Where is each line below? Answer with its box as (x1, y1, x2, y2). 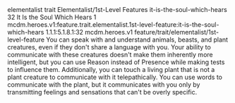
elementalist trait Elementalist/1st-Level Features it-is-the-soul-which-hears (7, 6, 227, 13)
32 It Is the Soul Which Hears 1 (7, 13, 97, 21)
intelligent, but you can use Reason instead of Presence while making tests (7, 58, 225, 66)
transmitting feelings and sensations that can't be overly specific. (7, 88, 198, 96)
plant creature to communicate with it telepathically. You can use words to (7, 73, 222, 81)
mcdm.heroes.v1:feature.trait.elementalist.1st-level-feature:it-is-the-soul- (7, 20, 219, 29)
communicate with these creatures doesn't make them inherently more (7, 51, 213, 59)
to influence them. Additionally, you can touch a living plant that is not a (7, 66, 215, 73)
